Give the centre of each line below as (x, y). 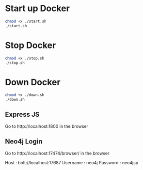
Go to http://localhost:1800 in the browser (47, 126)
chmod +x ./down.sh (25, 95)
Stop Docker (31, 45)
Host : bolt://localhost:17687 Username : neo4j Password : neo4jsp (72, 162)
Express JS (22, 115)
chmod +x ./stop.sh (25, 58)
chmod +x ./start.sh (26, 21)
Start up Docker (38, 8)
